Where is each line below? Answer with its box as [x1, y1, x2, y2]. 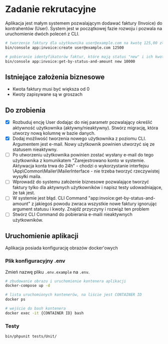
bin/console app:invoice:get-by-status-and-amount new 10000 [5, 59, 135, 64]
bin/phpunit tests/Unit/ [5, 334, 57, 339]
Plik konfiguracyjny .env [5, 257, 65, 264]
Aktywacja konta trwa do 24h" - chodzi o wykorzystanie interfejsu [12, 163, 149, 169]
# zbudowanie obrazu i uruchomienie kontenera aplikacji [5, 278, 126, 284]
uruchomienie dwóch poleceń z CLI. [5, 31, 79, 37]
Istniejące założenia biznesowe [5, 73, 105, 81]
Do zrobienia [5, 106, 46, 114]
